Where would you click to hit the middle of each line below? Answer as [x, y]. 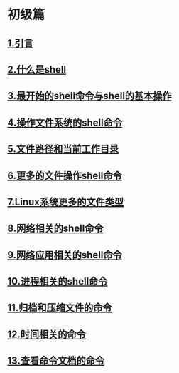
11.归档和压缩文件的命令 [60, 308]
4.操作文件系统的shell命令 [65, 122]
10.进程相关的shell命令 [58, 281]
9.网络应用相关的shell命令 [65, 255]
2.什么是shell [37, 70]
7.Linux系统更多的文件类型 [66, 201]
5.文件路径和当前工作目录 [63, 149]
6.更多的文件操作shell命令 [65, 175]
